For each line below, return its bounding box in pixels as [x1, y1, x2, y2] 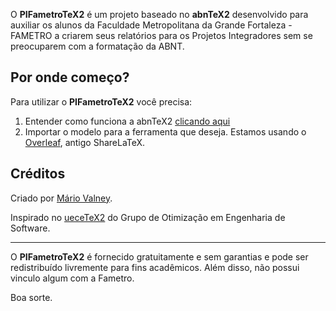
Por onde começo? [10, 69, 130, 86]
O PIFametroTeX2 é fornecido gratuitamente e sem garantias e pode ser [10, 250, 309, 263]
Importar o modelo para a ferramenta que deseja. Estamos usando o [24, 125, 307, 138]
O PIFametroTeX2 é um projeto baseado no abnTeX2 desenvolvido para [10, 9, 309, 20]
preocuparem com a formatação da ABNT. [10, 40, 185, 52]
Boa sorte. [10, 291, 53, 303]
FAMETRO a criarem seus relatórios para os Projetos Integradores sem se [10, 30, 313, 41]
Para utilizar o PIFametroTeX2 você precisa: [10, 95, 193, 108]
